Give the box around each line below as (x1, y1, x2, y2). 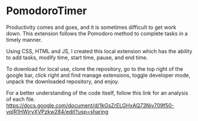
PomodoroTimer (6, 4, 87, 18)
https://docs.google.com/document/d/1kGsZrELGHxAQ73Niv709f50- (6, 102, 174, 109)
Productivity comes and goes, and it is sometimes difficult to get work (6, 24, 176, 31)
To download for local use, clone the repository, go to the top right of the (6, 65, 183, 72)
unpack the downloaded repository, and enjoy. (6, 78, 119, 85)
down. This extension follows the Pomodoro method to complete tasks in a (6, 30, 188, 37)
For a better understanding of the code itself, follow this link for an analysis (6, 89, 189, 96)
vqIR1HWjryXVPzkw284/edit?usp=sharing (6, 108, 109, 115)
